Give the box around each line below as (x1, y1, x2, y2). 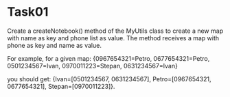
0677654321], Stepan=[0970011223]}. (7, 82, 115, 90)
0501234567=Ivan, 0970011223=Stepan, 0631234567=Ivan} (7, 61, 179, 70)
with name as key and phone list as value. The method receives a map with (7, 33, 220, 42)
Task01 (7, 4, 49, 20)
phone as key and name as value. (7, 41, 102, 49)
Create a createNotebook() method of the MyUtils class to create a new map (7, 27, 224, 35)
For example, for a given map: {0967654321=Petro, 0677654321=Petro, (7, 54, 210, 62)
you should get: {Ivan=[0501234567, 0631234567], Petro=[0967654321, (7, 74, 211, 83)
